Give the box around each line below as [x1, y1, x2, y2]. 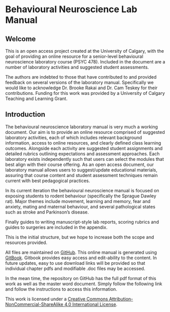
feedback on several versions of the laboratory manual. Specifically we [5, 80, 154, 85]
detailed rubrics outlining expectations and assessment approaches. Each [5, 151, 160, 157]
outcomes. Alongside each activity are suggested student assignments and [5, 145, 163, 151]
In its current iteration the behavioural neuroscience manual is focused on [5, 187, 159, 193]
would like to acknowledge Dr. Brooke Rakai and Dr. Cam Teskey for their [5, 85, 158, 91]
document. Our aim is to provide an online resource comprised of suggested [5, 129, 165, 135]
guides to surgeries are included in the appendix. [5, 224, 108, 230]
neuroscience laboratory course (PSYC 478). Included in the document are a [5, 59, 165, 64]
